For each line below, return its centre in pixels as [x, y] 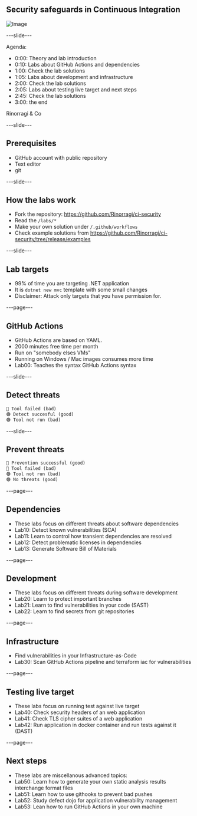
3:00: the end [31, 102]
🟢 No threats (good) [32, 479]
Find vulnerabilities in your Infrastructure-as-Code [76, 656]
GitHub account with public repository [61, 157]
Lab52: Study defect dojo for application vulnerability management [96, 800]
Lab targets [27, 269]
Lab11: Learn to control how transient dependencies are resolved [93, 536]
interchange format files [44, 788]
